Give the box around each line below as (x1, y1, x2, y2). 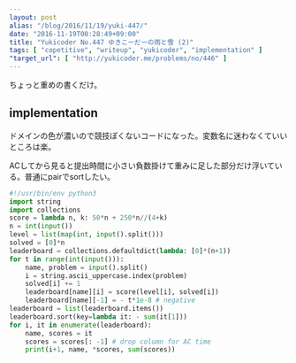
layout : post (9, 12, 57, 22)
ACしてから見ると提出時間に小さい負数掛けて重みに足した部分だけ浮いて (9, 160, 276, 171)
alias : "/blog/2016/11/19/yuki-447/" (9, 21, 148, 30)
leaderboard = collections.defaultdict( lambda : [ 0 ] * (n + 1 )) (9, 246, 231, 255)
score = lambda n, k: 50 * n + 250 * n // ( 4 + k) (9, 213, 168, 222)
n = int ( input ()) (9, 222, 73, 231)
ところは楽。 (9, 141, 56, 151)
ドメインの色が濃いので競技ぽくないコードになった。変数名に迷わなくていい (9, 130, 288, 141)
